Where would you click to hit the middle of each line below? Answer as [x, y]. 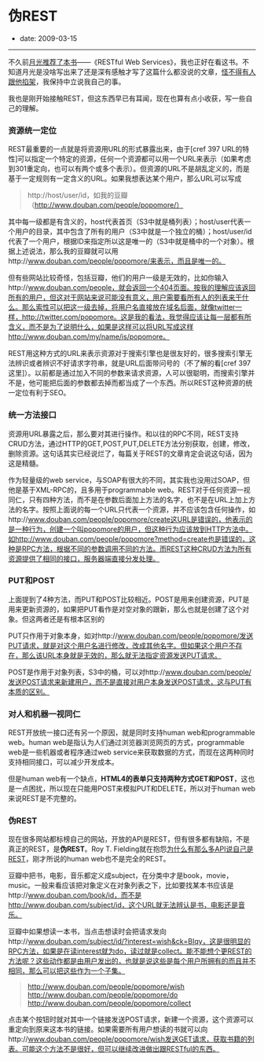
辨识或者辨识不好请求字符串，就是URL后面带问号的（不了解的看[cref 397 [133, 363]
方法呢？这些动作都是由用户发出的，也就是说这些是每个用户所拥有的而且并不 [132, 961]
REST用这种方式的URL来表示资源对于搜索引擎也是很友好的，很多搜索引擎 [127, 354]
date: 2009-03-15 [48, 38]
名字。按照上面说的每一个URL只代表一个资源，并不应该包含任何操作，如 [139, 509]
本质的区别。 [29, 692]
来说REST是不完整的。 [44, 799]
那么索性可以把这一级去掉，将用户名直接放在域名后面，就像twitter [128, 307]
